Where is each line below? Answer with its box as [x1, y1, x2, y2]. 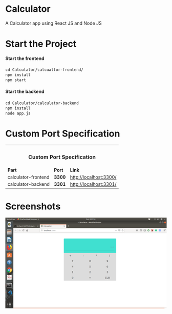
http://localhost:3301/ [70, 181, 117, 187]
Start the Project [5, 38, 77, 50]
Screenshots [5, 201, 61, 212]
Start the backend [5, 88, 45, 94]
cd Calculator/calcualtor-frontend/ [5, 67, 83, 72]
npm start [5, 77, 27, 83]
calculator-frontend [7, 174, 50, 180]
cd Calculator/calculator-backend [5, 101, 79, 106]
